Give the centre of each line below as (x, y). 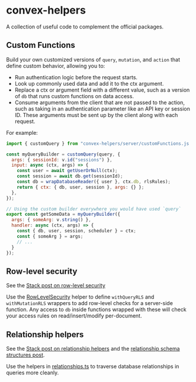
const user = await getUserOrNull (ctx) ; (67, 171)
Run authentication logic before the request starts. (76, 77)
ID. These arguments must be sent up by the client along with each (96, 115)
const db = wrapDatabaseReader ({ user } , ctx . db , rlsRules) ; (94, 182)
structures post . (25, 355)
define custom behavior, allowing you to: (56, 66)
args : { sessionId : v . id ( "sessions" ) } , (62, 160)
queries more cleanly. (33, 373)
